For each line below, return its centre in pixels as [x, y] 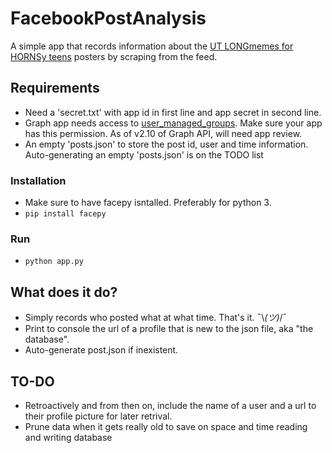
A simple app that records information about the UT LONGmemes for [152, 46]
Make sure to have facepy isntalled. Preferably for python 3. [148, 203]
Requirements [55, 88]
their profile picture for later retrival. [98, 416]
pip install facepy [65, 214]
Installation [38, 180]
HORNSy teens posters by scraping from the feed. [114, 56]
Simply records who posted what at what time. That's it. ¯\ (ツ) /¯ [156, 318]
